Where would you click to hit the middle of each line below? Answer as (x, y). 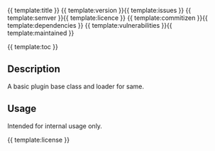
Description (34, 69)
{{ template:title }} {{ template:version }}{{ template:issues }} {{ (99, 10)
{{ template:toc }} (33, 47)
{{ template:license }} (38, 140)
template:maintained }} (41, 33)
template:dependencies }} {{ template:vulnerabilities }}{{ (90, 25)
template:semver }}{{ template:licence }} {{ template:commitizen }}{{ (107, 18)
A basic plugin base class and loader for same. (76, 86)
